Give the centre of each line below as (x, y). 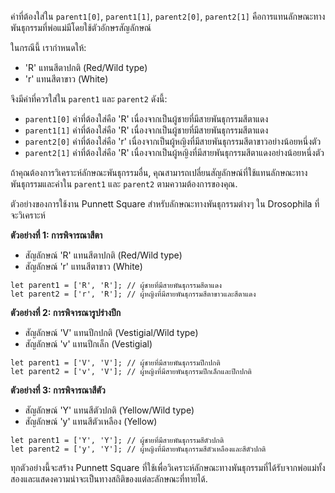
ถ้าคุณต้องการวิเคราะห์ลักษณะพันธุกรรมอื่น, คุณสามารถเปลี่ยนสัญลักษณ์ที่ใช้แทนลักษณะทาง (159, 172)
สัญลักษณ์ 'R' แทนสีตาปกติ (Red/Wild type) (103, 255)
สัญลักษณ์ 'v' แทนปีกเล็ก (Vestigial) (88, 344)
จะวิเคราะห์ (28, 215)
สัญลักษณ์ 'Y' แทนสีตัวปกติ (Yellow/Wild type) (109, 410)
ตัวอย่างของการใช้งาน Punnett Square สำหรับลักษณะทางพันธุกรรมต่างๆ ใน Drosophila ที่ (165, 204)
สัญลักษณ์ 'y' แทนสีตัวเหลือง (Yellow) (91, 421)
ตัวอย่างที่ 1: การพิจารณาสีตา (56, 235)
